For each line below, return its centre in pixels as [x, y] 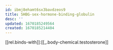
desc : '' [14, 19]
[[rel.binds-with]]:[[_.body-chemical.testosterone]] [57, 42]
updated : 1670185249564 [30, 24]
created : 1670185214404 [30, 28]
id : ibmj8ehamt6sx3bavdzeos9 [35, 10]
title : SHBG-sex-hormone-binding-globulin [50, 14]
